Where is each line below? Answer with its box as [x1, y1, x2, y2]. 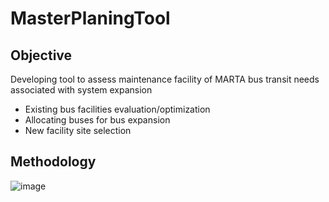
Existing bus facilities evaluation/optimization [24, 103, 211, 115]
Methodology [10, 153, 97, 171]
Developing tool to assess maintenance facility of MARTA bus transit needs [10, 73, 320, 85]
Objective [10, 47, 73, 64]
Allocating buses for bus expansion [24, 114, 171, 126]
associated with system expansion [10, 84, 153, 96]
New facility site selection [24, 125, 132, 136]
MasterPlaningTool [10, 7, 171, 30]
